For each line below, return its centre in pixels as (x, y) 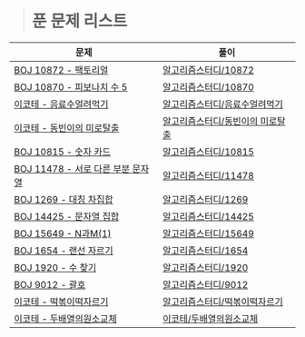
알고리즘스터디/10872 (208, 70)
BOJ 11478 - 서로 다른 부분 (72, 169)
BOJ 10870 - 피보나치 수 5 (71, 87)
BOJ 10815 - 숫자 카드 (63, 152)
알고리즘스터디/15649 (208, 233)
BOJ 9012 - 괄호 (50, 284)
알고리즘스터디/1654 (206, 251)
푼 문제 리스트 (79, 21)
